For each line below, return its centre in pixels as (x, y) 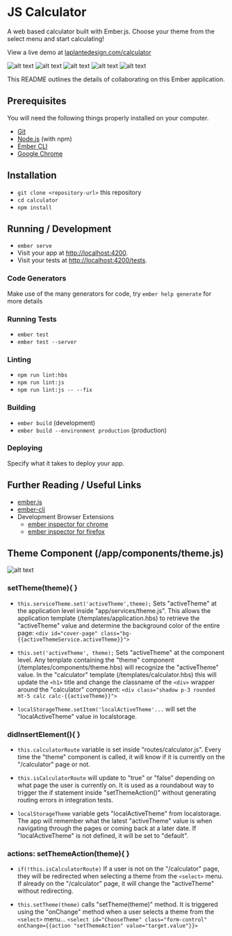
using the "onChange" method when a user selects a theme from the (116, 912)
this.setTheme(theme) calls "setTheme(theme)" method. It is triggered (117, 905)
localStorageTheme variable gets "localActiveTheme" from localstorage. (119, 814)
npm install (34, 207)
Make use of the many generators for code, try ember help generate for (109, 294)
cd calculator (38, 200)
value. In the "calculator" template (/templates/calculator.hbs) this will (117, 674)
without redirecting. (45, 891)
